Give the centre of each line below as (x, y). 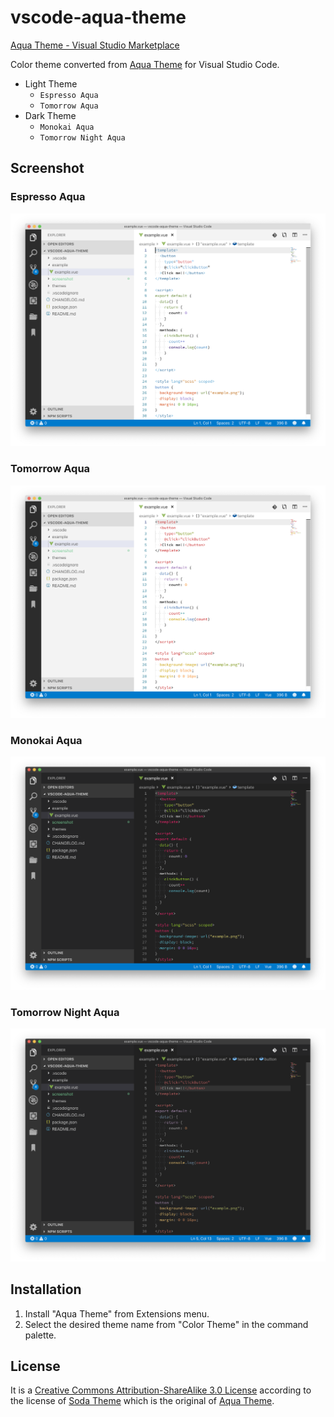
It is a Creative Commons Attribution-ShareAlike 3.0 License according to (161, 1390)
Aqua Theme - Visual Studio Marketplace (95, 45)
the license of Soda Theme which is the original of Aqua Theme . (142, 1401)
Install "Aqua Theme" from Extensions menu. (117, 1313)
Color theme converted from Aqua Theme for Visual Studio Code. (145, 64)
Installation (46, 1289)
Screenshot (47, 168)
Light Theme (51, 83)
